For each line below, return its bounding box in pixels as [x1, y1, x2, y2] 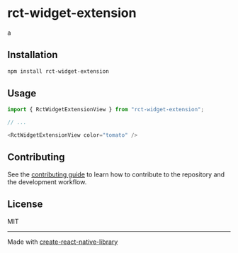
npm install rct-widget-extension [7, 67, 110, 75]
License [7, 198, 43, 210]
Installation [7, 49, 58, 61]
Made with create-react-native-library [7, 237, 118, 246]
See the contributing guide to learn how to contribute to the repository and [7, 170, 225, 179]
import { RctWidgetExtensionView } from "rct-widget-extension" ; [7, 106, 204, 113]
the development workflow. [7, 177, 87, 186]
